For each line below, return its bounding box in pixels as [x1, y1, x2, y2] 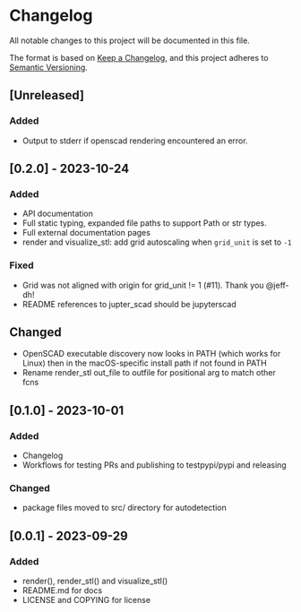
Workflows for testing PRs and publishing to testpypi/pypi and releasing [21, 460, 287, 470]
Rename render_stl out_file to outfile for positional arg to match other [21, 367, 276, 378]
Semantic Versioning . [9, 62, 88, 73]
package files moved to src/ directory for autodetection [21, 503, 227, 513]
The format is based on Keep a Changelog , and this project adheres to [9, 52, 269, 63]
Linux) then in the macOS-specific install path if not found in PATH [21, 358, 267, 368]
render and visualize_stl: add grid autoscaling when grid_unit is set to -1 [21, 237, 292, 247]
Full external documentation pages [21, 228, 150, 238]
